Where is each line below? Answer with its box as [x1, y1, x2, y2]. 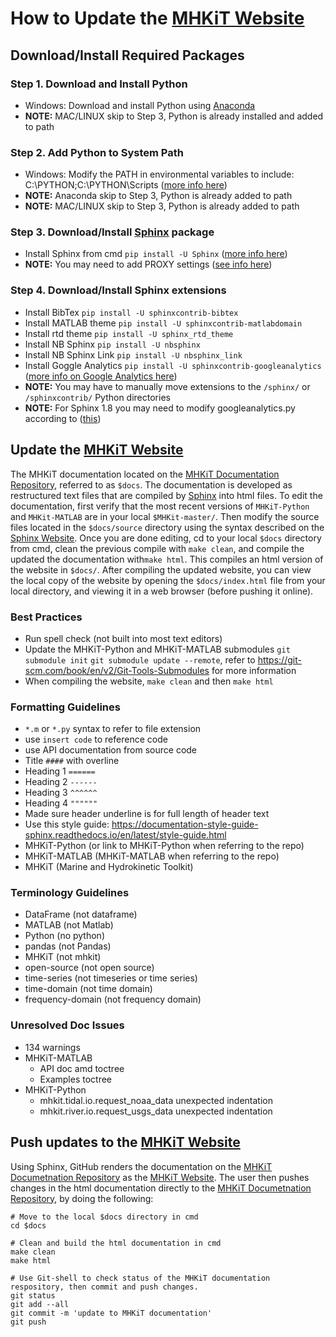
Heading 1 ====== [24, 765, 96, 777]
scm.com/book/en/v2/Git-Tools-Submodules [24, 664, 210, 676]
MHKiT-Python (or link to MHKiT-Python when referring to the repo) [24, 840, 305, 852]
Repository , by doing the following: [10, 1192, 154, 1204]
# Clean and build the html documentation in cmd [10, 1238, 222, 1248]
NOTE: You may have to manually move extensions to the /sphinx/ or [24, 380, 311, 392]
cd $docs [10, 1220, 47, 1231]
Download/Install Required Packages [10, 47, 245, 64]
